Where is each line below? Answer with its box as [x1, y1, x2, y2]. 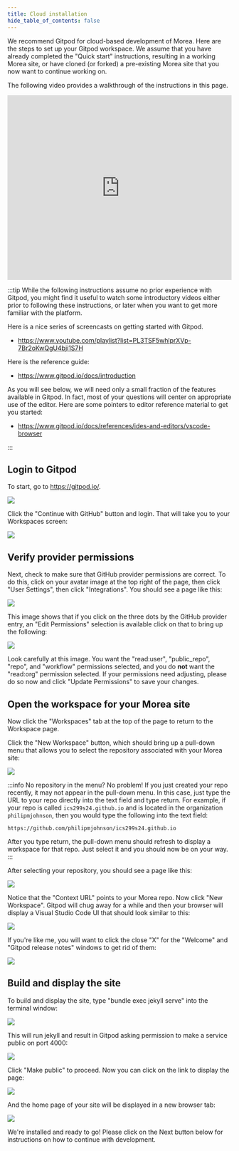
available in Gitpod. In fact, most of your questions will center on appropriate [7, 393, 232, 401]
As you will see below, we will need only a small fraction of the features [7, 385, 216, 393]
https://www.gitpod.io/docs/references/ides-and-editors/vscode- [17, 421, 211, 430]
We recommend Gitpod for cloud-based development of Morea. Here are [7, 36, 222, 45]
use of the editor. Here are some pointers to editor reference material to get [7, 400, 228, 408]
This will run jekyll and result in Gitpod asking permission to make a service [7, 1031, 228, 1039]
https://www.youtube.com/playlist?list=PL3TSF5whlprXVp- [17, 336, 192, 344]
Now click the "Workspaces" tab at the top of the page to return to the [7, 717, 213, 726]
